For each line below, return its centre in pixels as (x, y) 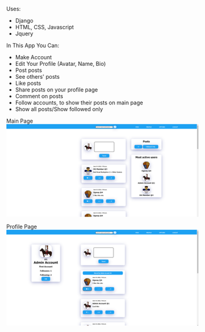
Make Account (33, 57)
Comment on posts (39, 96)
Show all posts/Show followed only (59, 109)
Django (24, 20)
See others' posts (37, 77)
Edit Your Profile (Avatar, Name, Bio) (60, 64)
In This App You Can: (33, 45)
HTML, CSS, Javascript (45, 27)
